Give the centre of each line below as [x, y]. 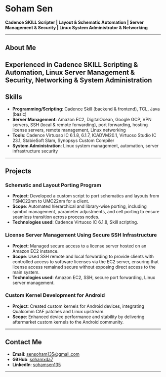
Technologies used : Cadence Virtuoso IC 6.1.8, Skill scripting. [75, 222]
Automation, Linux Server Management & [70, 72]
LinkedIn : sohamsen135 [36, 365]
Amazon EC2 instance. [35, 251]
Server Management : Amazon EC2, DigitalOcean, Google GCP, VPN [82, 119]
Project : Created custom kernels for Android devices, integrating [78, 306]
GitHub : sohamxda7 [33, 359]
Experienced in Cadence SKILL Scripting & [72, 65]
